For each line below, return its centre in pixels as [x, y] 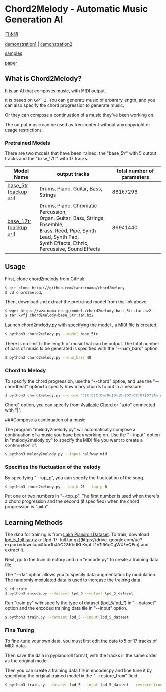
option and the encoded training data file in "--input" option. [66, 608]
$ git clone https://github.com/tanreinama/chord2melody [65, 288]
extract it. [15, 550]
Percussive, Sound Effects [70, 249]
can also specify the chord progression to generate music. [65, 105]
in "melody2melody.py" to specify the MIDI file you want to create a [74, 440]
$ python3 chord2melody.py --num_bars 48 [48, 358]
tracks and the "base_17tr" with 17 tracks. [47, 159]
